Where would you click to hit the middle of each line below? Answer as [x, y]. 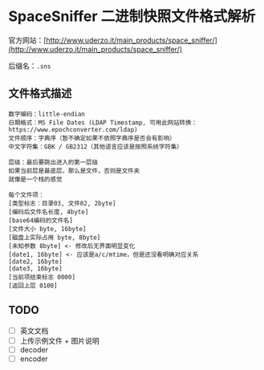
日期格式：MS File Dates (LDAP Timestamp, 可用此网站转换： [103, 122]
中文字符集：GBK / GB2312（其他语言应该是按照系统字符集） [95, 146]
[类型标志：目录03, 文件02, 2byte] [62, 203]
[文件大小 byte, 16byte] [47, 229]
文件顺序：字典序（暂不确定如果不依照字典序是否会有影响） [92, 138]
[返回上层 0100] [33, 286]
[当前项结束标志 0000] [42, 277]
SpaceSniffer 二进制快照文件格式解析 [132, 16]
